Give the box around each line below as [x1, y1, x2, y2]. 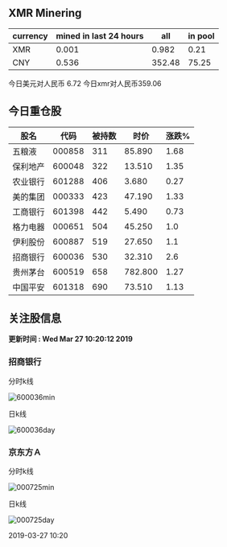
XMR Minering [8, 6, 82, 20]
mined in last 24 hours [56, 30, 144, 41]
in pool [188, 30, 215, 41]
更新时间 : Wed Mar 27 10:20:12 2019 [8, 334, 133, 344]
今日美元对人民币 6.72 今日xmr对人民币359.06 [8, 78, 163, 88]
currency [12, 30, 48, 41]
